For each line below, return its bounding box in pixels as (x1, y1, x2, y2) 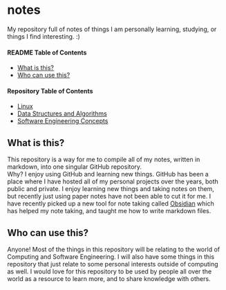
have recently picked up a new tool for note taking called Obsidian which (7, 199, 214, 208)
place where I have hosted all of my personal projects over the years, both (7, 177, 219, 185)
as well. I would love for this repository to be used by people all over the (7, 267, 212, 275)
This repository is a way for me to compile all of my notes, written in (7, 155, 200, 164)
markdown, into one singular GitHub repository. (7, 163, 142, 171)
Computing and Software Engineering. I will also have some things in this (7, 252, 215, 261)
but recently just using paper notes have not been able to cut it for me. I (7, 192, 211, 201)
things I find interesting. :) (7, 32, 81, 40)
